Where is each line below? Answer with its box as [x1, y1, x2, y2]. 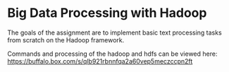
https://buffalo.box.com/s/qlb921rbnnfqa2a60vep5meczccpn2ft [7, 56, 193, 65]
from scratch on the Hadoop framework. [7, 35, 125, 44]
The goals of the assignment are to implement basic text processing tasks [7, 28, 222, 37]
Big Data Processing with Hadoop [7, 5, 207, 21]
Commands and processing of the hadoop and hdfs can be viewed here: [7, 49, 218, 58]
